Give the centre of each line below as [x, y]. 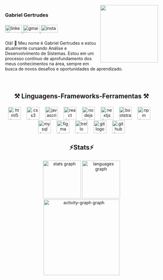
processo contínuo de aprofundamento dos [49, 58]
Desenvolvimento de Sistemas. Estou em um [49, 53]
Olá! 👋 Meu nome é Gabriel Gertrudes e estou [50, 43]
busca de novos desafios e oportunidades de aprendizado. [64, 69]
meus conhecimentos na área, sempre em [47, 64]
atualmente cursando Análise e [36, 48]
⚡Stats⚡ [81, 148]
